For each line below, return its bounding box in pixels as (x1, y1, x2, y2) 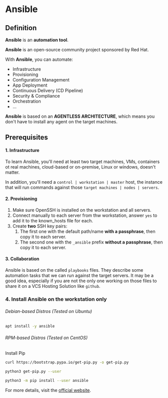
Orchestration (12, 98, 41, 104)
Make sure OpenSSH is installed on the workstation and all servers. (12, 207, 151, 213)
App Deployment (12, 82, 48, 88)
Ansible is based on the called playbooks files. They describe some (5, 267, 143, 273)
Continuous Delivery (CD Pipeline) (12, 88, 83, 94)
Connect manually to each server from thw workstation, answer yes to (12, 212, 157, 218)
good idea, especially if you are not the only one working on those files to (5, 278, 157, 284)
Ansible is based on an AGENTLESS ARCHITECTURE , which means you (5, 113, 155, 119)
